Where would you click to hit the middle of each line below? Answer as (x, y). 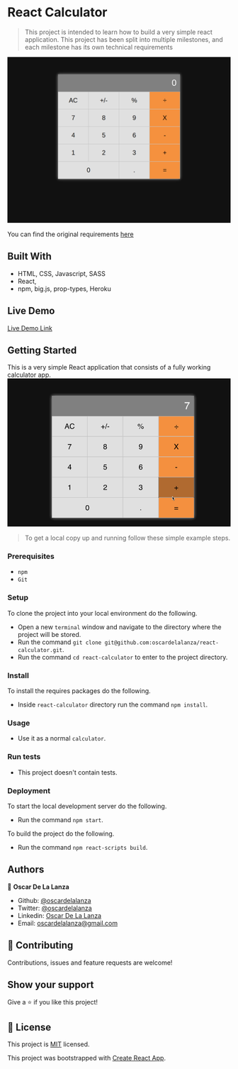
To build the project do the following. (61, 833)
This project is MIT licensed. (49, 1044)
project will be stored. (49, 634)
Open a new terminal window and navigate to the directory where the (119, 627)
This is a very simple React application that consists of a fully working (109, 367)
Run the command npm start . (61, 819)
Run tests (24, 757)
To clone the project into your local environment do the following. (102, 613)
